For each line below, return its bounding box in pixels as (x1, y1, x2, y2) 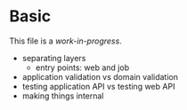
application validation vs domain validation (21, 71, 179, 82)
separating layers (21, 52, 86, 63)
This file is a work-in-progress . (9, 35, 122, 46)
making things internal (21, 90, 104, 101)
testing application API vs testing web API (21, 81, 175, 91)
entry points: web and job (35, 62, 130, 73)
